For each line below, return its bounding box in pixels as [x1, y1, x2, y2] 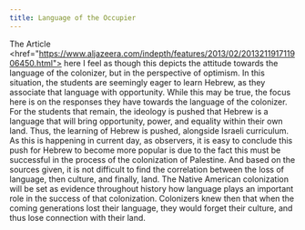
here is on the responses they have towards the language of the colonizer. [9, 96, 288, 107]
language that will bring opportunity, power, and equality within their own [9, 115, 284, 126]
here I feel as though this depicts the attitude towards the [63, 57, 279, 68]
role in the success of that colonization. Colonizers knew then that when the [9, 193, 295, 204]
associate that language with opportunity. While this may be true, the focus [9, 86, 291, 97]
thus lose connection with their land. [9, 212, 146, 223]
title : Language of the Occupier [9, 13, 137, 23]
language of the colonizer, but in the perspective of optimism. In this [9, 67, 266, 78]
